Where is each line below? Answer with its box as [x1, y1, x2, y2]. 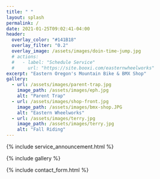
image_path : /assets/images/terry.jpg [17, 121, 114, 127]
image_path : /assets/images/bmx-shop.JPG [17, 104, 122, 110]
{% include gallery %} [6, 155, 61, 162]
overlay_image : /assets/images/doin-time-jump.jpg [11, 48, 141, 54]
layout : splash [6, 14, 45, 20]
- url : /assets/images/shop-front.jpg [11, 98, 109, 104]
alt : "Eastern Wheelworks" [17, 110, 85, 116]
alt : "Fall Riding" [17, 127, 66, 133]
